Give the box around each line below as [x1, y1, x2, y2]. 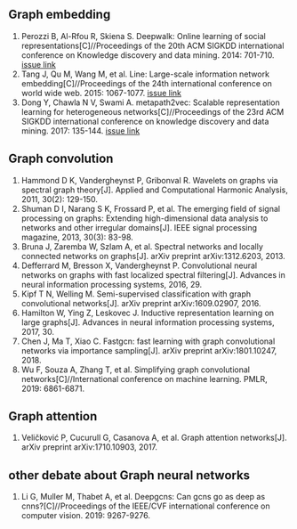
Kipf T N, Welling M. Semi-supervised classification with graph [20, 289, 252, 299]
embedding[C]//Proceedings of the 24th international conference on [20, 77, 272, 88]
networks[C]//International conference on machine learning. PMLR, [20, 373, 268, 384]
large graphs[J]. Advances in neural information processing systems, [20, 316, 275, 328]
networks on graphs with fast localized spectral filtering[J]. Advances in [20, 269, 285, 280]
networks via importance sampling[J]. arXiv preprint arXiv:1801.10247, [20, 345, 277, 355]
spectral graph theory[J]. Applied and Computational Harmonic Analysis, [20, 184, 288, 195]
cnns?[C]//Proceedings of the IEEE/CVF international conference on [20, 501, 270, 511]
